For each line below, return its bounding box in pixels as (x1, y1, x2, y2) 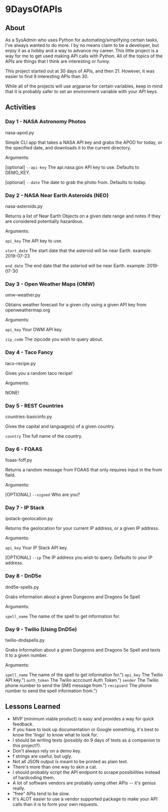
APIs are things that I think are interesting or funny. (5, 58, 111, 64)
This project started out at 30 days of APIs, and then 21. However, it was (5, 68, 155, 74)
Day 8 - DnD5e (5, 573, 42, 580)
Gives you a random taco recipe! (5, 370, 73, 376)
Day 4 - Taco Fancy (5, 349, 54, 356)
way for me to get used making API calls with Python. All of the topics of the (5, 53, 163, 59)
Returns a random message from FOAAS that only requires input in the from (5, 467, 162, 473)
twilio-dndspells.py (5, 637, 45, 643)
